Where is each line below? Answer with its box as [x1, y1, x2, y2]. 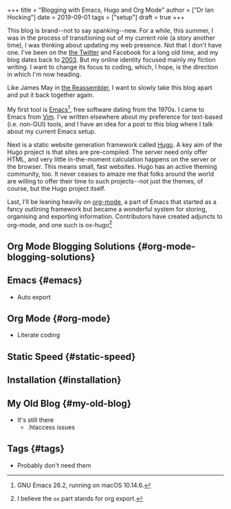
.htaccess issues [27, 422, 76, 431]
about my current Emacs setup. [7, 127, 96, 135]
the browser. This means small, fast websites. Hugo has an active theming [7, 162, 218, 170]
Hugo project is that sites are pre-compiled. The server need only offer [7, 148, 208, 156]
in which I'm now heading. [7, 70, 82, 78]
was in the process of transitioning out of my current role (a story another [7, 34, 215, 42]
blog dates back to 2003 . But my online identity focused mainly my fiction [7, 56, 217, 64]
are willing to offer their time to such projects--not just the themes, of [7, 177, 203, 185]
